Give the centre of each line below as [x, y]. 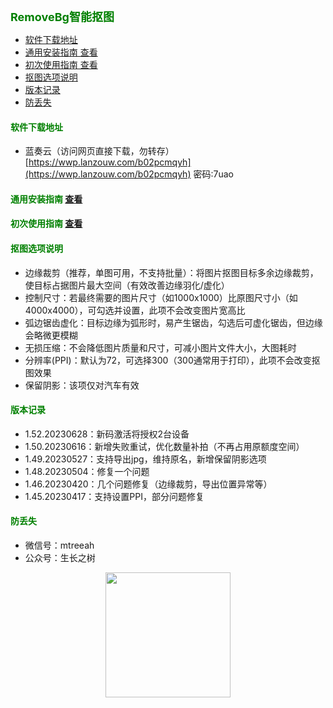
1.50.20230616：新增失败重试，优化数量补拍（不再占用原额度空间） [164, 446]
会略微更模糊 [51, 335]
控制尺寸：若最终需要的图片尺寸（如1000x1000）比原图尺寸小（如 [161, 297]
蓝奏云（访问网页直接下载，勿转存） [99, 151]
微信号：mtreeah [59, 545]
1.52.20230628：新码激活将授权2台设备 [107, 434]
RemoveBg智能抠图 [62, 17]
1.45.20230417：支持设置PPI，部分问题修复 [114, 496]
